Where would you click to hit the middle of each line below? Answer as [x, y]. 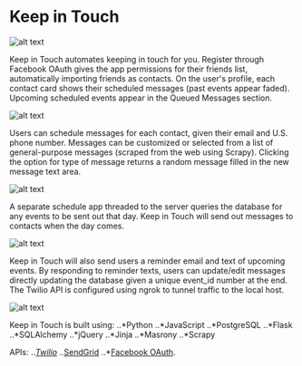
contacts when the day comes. [67, 226]
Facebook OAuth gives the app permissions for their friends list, [128, 69]
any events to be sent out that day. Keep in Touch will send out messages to [151, 216]
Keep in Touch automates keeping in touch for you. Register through [137, 59]
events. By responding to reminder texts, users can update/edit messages [147, 270]
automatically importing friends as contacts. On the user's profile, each [142, 78]
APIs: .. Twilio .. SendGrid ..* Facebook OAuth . [93, 352]
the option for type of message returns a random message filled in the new [150, 161]
